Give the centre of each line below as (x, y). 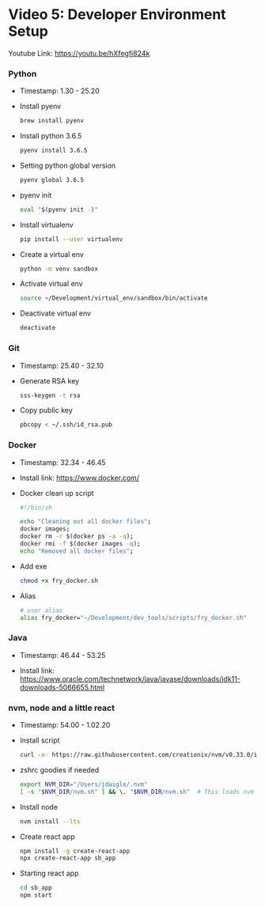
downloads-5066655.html (62, 687)
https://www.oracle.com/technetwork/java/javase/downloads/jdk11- (130, 678)
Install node (38, 807)
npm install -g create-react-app (75, 851)
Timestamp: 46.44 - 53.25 (62, 655)
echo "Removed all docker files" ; (76, 551)
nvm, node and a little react (61, 708)
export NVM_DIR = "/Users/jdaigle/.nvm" (83, 784)
